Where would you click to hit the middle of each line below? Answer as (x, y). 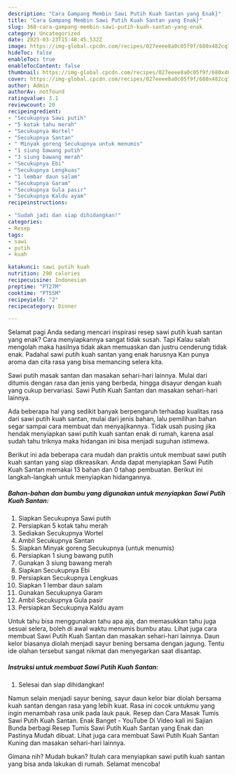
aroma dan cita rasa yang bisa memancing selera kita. (86, 362)
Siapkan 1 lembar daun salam (60, 585)
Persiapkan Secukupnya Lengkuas (68, 578)
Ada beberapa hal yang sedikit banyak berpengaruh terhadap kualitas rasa (116, 411)
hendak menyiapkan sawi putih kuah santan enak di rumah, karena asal (111, 434)
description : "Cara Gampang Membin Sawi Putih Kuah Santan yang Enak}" (114, 14)
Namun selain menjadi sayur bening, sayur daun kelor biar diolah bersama (115, 699)
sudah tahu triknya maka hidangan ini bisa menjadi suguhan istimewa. (109, 441)
